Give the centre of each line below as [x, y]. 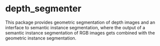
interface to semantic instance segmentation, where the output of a [75, 27]
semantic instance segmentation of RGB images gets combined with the [80, 33]
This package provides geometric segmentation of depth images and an [80, 22]
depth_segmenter [43, 9]
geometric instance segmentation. [41, 38]
